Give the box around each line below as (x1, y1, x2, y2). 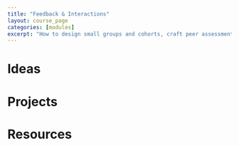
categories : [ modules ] (7, 24, 75, 31)
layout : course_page (7, 17, 69, 24)
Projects (7, 93, 58, 110)
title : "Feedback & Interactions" (7, 10, 110, 18)
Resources (7, 126, 73, 142)
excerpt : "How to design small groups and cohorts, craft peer (7, 30, 199, 38)
